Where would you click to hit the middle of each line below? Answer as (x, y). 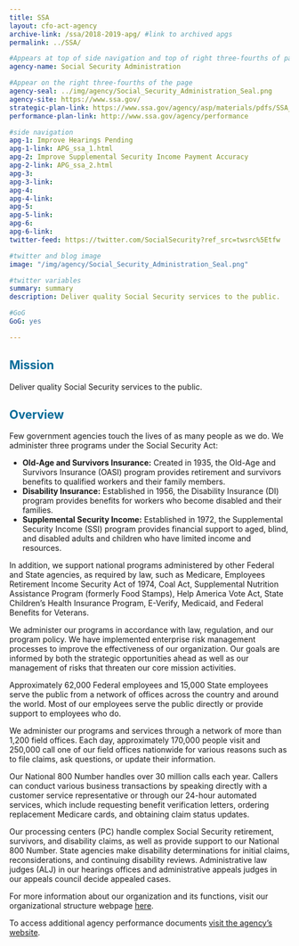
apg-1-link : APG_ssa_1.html (61, 149)
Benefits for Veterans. (49, 613)
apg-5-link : (31, 215)
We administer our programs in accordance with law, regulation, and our (141, 630)
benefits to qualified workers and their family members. (124, 481)
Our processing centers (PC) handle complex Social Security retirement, (141, 832)
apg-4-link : (31, 198)
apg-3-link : (31, 182)
